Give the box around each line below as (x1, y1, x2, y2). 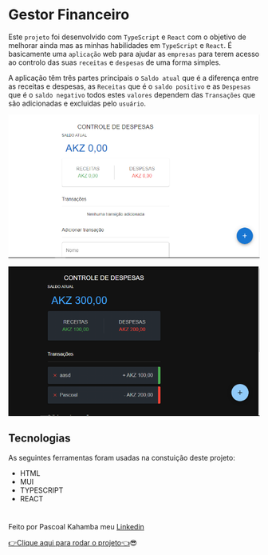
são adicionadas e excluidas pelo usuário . (8, 98, 146, 108)
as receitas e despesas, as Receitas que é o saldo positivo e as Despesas (8, 82, 251, 91)
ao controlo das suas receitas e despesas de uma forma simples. (8, 58, 222, 67)
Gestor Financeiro (8, 6, 130, 24)
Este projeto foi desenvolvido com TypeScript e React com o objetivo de (8, 32, 246, 42)
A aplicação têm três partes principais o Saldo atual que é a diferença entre (8, 73, 259, 82)
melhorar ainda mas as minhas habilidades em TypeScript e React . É (8, 40, 233, 50)
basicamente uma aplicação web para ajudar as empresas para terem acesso (8, 49, 260, 58)
